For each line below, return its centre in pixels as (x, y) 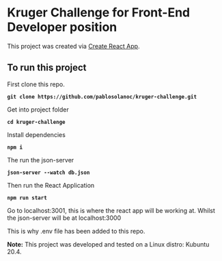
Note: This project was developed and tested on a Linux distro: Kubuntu (108, 244)
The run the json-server (41, 160)
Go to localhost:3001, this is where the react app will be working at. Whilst (111, 210)
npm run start (27, 198)
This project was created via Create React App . (73, 46)
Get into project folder (38, 109)
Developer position (62, 27)
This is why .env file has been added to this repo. (76, 231)
